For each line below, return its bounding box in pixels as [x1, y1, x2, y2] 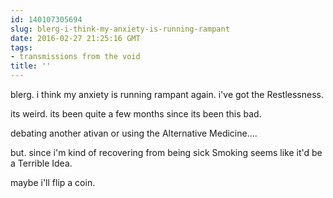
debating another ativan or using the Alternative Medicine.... [10, 127, 258, 139]
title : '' [10, 61, 52, 71]
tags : [10, 42, 33, 53]
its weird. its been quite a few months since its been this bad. [10, 108, 262, 120]
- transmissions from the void [10, 52, 141, 62]
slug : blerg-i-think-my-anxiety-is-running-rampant [10, 24, 230, 34]
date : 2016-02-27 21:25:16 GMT [10, 33, 141, 43]
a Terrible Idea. [10, 157, 73, 169]
